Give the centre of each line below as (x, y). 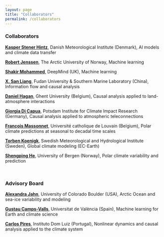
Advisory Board (24, 183)
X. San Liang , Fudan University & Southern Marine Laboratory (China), (77, 81)
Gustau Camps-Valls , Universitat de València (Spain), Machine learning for (82, 209)
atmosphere (17, 101)
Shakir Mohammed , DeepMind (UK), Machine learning (61, 71)
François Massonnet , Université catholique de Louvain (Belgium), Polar (78, 126)
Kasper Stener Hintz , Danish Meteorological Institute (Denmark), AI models (82, 47)
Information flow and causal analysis (43, 86)
